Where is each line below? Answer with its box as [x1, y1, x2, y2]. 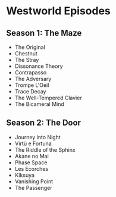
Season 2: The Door [6, 118, 81, 128]
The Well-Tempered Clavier [14, 94, 82, 101]
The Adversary [14, 76, 52, 82]
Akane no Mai [14, 152, 49, 160]
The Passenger [14, 184, 52, 191]
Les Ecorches [14, 165, 49, 172]
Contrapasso [14, 69, 47, 76]
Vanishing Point [14, 177, 54, 185]
